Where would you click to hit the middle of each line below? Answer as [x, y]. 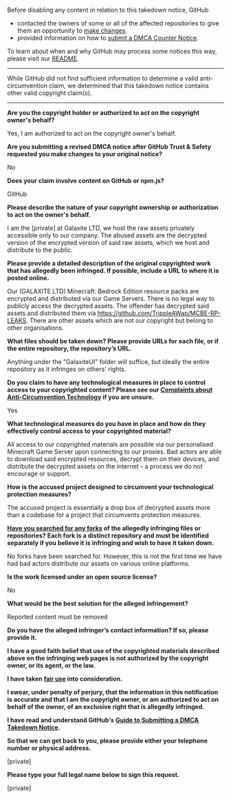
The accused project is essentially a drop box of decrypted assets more [109, 508]
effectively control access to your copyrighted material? [89, 431]
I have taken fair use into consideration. [65, 679]
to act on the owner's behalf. [49, 215]
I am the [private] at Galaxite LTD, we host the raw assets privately [101, 228]
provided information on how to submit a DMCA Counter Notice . [108, 38]
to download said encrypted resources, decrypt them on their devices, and [113, 459]
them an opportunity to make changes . [72, 31]
